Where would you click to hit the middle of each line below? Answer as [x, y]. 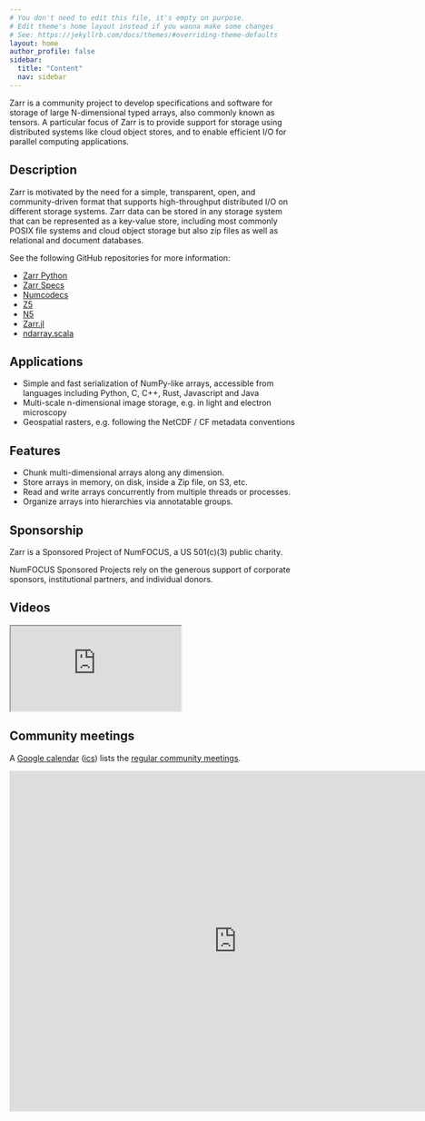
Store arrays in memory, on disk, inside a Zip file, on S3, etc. [135, 482]
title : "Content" [50, 69]
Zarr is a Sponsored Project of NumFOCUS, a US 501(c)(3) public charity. [146, 552]
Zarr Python [45, 275]
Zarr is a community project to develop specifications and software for [141, 103]
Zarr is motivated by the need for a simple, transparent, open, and [133, 192]
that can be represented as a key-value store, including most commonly [144, 221]
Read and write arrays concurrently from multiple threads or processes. [157, 492]
